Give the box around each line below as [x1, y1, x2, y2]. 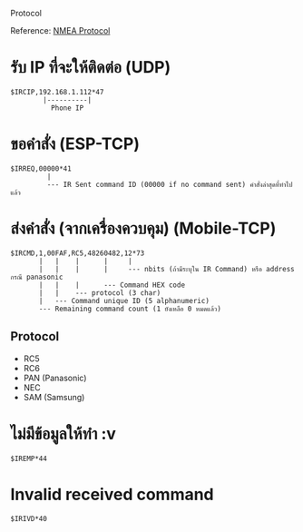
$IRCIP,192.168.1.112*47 [10, 87, 104, 96]
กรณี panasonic [10, 272, 64, 281]
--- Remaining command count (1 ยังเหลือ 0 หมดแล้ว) [38, 304, 221, 313]
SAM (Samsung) [23, 391, 85, 402]
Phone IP [50, 103, 84, 113]
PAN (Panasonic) [23, 372, 87, 383]
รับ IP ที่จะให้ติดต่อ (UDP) [10, 57, 171, 78]
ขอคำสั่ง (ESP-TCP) [10, 133, 140, 154]
